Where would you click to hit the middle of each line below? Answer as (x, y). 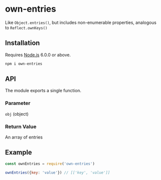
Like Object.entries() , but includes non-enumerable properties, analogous (81, 22)
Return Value (21, 126)
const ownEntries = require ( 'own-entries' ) (50, 164)
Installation (22, 43)
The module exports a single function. (43, 91)
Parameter (18, 103)
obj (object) (17, 114)
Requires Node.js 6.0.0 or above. (38, 55)
